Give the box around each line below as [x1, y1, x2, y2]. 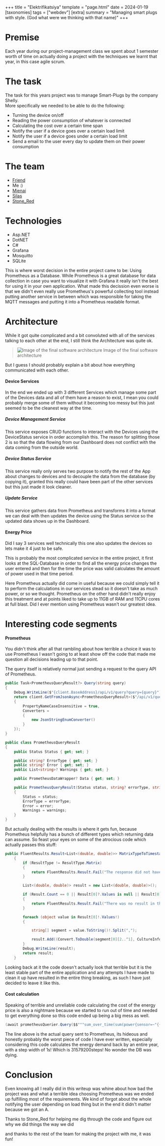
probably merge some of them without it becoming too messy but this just [5, 400, 155, 405]
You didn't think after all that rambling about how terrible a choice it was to [5, 646, 156, 652]
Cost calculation [5, 991, 39, 997]
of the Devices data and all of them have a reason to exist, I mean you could [5, 394, 159, 401]
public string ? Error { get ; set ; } [14, 763, 89, 768]
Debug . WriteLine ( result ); [23, 946, 76, 951]
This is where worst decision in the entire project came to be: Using [5, 267, 142, 273]
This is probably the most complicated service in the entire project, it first [5, 555, 154, 561]
